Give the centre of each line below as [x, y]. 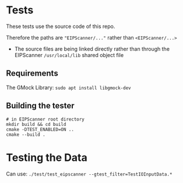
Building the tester [40, 106]
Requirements [32, 73]
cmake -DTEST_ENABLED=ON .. [40, 129]
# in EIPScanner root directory [45, 119]
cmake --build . [26, 135]
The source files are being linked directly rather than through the [92, 49]
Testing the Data [47, 157]
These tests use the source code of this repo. [61, 26]
